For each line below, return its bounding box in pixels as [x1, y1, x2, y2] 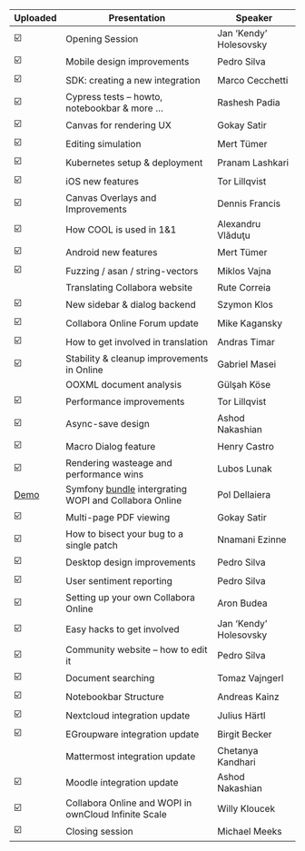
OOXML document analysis [65, 379, 182, 391]
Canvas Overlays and [65, 192, 157, 203]
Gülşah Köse [217, 379, 271, 391]
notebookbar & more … [65, 102, 163, 114]
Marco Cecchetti [217, 74, 289, 86]
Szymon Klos [217, 298, 274, 311]
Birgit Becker [217, 727, 272, 740]
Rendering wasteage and [65, 457, 172, 469]
